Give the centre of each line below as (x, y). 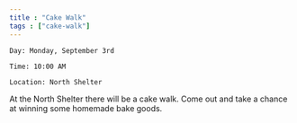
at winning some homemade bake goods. (86, 108)
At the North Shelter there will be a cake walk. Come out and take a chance (148, 99)
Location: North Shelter (56, 82)
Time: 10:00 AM (38, 66)
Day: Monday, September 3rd (62, 50)
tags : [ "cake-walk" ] (50, 26)
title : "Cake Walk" (48, 18)
